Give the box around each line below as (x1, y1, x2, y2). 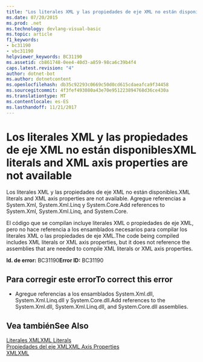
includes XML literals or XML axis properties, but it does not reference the (6, 239, 190, 246)
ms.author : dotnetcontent (6, 76, 71, 82)
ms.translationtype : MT (6, 93, 66, 99)
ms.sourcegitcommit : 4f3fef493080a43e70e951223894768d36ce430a (6, 87, 169, 94)
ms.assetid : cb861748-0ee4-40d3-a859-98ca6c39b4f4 (6, 59, 137, 65)
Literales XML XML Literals (6, 337, 71, 344)
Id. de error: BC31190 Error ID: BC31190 (6, 257, 104, 264)
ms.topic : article (6, 31, 53, 37)
